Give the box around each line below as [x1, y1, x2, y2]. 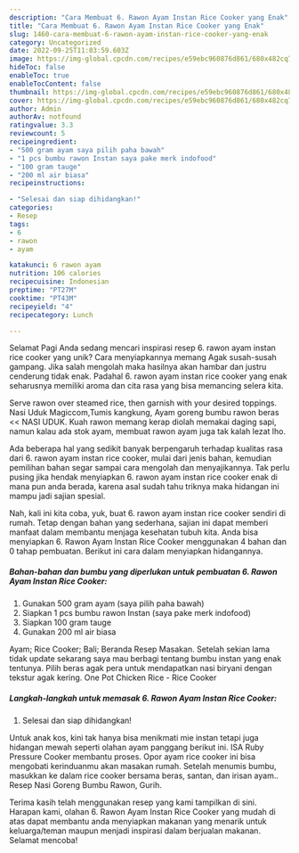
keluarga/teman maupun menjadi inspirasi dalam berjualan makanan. [9, 825, 261, 836]
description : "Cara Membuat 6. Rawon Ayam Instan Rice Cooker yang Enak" [9, 12, 289, 22]
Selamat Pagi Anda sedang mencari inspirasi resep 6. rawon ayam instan [9, 342, 276, 353]
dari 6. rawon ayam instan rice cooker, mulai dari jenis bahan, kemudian [9, 453, 272, 463]
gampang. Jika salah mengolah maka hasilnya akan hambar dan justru [9, 362, 267, 373]
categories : [9, 203, 53, 212]
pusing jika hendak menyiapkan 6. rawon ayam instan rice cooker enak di [9, 472, 279, 482]
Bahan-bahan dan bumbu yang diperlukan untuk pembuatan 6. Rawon [9, 566, 278, 577]
